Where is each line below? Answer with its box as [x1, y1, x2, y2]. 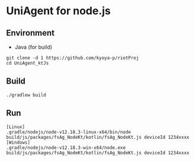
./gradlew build [6, 92, 46, 98]
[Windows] [6, 139, 31, 145]
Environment [6, 28, 55, 38]
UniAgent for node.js [6, 4, 111, 18]
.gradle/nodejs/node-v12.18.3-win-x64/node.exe [6, 144, 126, 151]
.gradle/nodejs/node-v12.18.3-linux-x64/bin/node [6, 129, 132, 135]
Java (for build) [14, 43, 52, 50]
